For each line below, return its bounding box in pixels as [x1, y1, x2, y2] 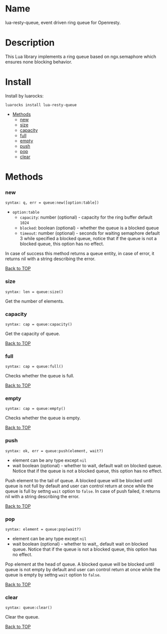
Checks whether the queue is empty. [5, 415, 81, 421]
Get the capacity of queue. [5, 330, 60, 336]
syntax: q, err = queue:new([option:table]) [5, 200, 99, 205]
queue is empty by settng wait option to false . [5, 572, 101, 578]
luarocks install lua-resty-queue [5, 102, 77, 107]
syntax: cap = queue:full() [5, 364, 64, 369]
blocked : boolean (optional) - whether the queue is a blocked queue [19, 225, 159, 231]
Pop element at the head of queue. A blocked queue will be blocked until [5, 561, 155, 567]
